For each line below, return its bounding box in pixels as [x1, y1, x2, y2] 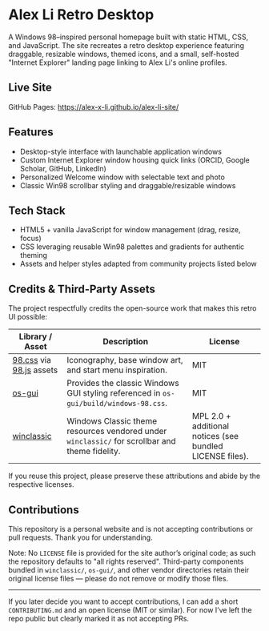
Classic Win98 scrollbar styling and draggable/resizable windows [19, 180, 236, 190]
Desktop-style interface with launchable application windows [19, 147, 223, 156]
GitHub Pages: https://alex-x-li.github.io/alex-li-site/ [8, 102, 179, 111]
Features [8, 126, 54, 139]
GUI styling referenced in [66, 388, 161, 399]
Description [102, 336, 149, 348]
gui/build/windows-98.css [66, 399, 166, 408]
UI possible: [8, 312, 48, 322]
